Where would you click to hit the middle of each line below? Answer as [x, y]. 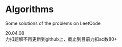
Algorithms [30, 9]
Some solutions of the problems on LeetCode [53, 23]
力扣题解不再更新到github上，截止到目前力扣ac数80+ [61, 39]
